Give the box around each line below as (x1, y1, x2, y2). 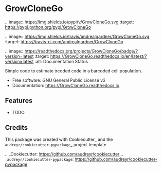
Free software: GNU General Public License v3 (12, 77, 106, 83)
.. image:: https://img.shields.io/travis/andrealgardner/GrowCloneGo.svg (5, 34, 150, 39)
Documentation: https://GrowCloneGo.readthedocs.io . (12, 82, 121, 88)
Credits (5, 123, 28, 132)
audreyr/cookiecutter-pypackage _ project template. (5, 141, 108, 147)
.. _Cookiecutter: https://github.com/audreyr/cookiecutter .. (5, 151, 123, 157)
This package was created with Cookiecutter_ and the (5, 137, 113, 142)
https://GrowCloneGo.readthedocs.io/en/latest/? (50, 53, 147, 59)
